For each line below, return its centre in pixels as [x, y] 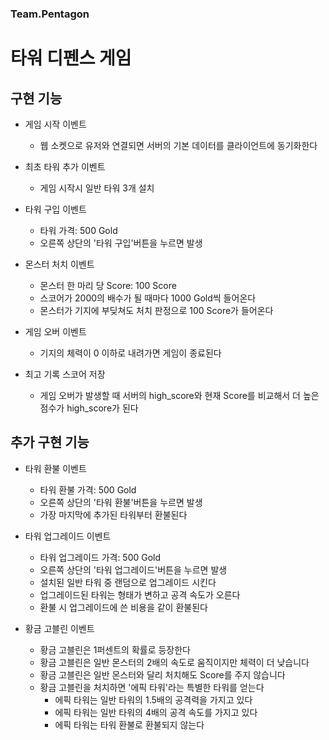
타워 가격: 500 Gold [78, 230]
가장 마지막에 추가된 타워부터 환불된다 [113, 514]
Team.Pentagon [50, 14]
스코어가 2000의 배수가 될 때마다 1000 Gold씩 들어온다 [148, 298]
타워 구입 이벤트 [55, 209]
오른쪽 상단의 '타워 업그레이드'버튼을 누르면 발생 [133, 569]
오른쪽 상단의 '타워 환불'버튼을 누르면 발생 [121, 502]
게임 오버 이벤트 [55, 331]
